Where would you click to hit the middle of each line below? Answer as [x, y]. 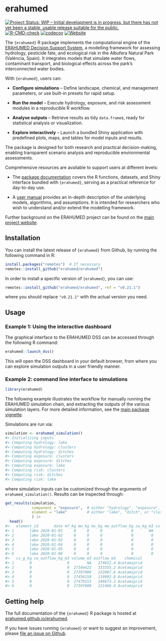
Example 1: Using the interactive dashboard [58, 326]
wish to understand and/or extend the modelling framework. [73, 207]
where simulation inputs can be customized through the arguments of [76, 489]
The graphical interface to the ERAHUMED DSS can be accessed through [80, 338]
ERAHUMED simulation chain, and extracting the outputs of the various [77, 404]
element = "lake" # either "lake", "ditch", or [90, 512]
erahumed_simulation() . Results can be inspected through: [64, 494]
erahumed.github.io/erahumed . [37, 619]
